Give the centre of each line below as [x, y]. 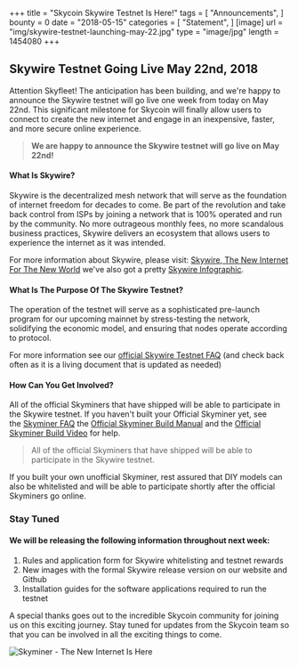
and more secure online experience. [75, 128]
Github [34, 579]
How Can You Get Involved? [61, 385]
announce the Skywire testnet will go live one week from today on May [139, 100]
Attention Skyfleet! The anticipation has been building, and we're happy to [145, 90]
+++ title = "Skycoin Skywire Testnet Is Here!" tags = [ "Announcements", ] [146, 13]
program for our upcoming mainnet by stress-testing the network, [130, 319]
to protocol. [30, 338]
